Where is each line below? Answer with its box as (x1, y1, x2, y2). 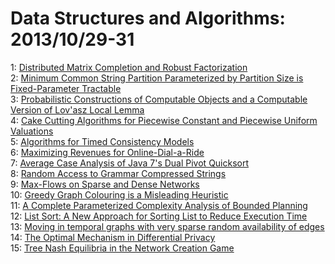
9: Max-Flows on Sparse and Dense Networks (10, 178, 200, 190)
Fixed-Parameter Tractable (10, 82, 122, 94)
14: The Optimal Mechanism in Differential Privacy (10, 231, 216, 243)
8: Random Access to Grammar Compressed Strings (10, 167, 227, 179)
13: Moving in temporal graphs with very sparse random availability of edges (10, 220, 325, 232)
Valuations (10, 125, 54, 137)
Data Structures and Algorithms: (10, 7, 286, 30)
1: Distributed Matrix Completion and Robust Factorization (10, 61, 248, 73)
